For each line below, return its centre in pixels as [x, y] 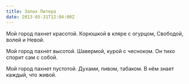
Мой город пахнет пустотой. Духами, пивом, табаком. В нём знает [90, 68]
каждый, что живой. [31, 75]
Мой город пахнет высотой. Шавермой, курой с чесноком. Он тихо [90, 51]
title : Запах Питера [31, 11]
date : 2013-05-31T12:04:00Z [41, 17]
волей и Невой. [26, 40]
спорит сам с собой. [32, 57]
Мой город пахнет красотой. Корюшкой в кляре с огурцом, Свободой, [95, 33]
